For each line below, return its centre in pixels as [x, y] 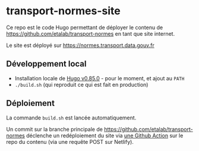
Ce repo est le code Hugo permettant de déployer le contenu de [85, 27]
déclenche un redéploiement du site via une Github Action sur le [105, 136]
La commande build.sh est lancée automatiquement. [71, 118]
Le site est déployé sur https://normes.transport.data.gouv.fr [80, 45]
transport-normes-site [63, 11]
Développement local [46, 64]
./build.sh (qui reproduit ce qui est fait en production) [81, 84]
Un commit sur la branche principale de [54, 129]
